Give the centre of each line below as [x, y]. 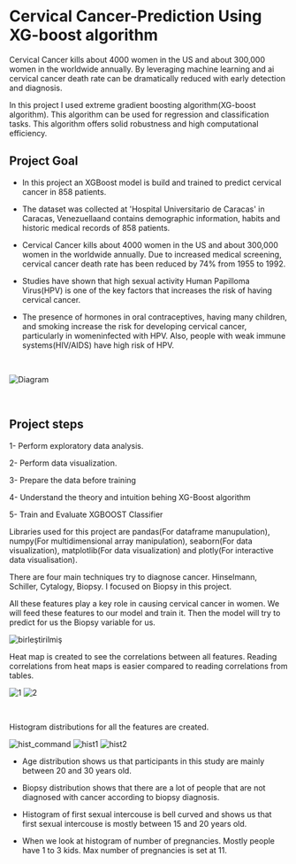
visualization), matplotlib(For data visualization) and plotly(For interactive [141, 550]
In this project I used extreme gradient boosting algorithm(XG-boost [133, 104]
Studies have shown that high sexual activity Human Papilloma [136, 281]
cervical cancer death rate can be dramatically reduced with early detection [147, 78]
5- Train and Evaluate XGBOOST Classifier [86, 514]
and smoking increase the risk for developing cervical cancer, [134, 326]
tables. [22, 675]
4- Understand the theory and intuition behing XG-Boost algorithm [130, 497]
